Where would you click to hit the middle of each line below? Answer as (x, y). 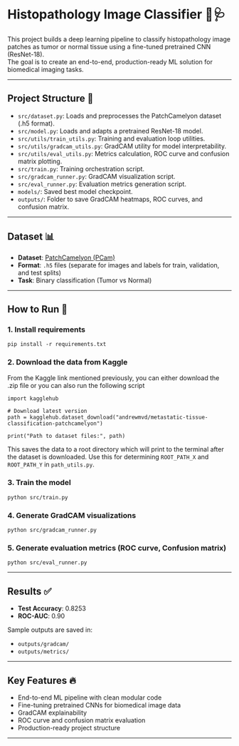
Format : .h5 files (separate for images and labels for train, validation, (118, 265)
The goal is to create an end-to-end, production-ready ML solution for (110, 61)
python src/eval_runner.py (47, 563)
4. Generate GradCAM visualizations (72, 515)
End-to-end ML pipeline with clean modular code (90, 698)
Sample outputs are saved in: (50, 630)
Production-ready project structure (69, 728)
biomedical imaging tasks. (46, 69)
